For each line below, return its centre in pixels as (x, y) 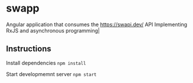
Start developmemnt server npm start (51, 74)
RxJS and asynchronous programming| (53, 30)
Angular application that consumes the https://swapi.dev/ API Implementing (97, 24)
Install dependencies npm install (46, 63)
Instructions (29, 49)
